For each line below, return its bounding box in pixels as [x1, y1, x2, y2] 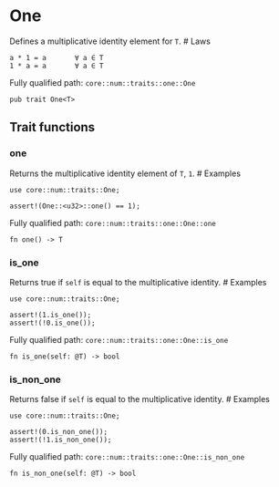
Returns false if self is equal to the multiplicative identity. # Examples [9, 394, 271, 405]
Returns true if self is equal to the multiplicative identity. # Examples [9, 276, 267, 287]
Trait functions [9, 119, 96, 135]
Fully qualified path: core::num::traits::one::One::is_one [9, 334, 229, 345]
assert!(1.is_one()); [9, 310, 92, 319]
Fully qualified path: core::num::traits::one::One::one [9, 217, 216, 228]
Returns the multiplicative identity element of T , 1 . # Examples [9, 168, 242, 179]
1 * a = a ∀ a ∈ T [9, 61, 104, 70]
